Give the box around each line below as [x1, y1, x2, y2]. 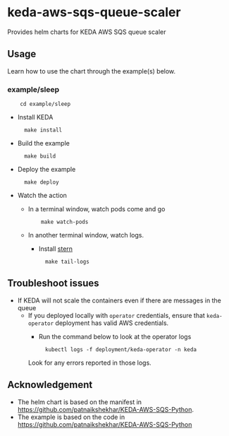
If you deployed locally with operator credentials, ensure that [27, 311, 206, 319]
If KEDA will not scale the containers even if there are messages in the [17, 296, 222, 305]
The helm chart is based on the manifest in [17, 397, 142, 406]
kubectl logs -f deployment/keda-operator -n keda [44, 346, 197, 353]
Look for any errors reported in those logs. [27, 358, 151, 367]
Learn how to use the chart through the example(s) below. [7, 66, 176, 75]
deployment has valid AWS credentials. [55, 319, 169, 327]
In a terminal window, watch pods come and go [27, 205, 166, 213]
